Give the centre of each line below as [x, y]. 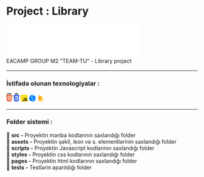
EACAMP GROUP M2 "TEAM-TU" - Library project [69, 61]
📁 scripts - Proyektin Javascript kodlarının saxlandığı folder [80, 148]
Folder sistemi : [29, 122]
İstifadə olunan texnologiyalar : [53, 83]
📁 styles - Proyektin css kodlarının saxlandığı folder [71, 154]
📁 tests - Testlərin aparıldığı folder [49, 167]
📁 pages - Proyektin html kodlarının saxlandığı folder [72, 161]
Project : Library [48, 11]
